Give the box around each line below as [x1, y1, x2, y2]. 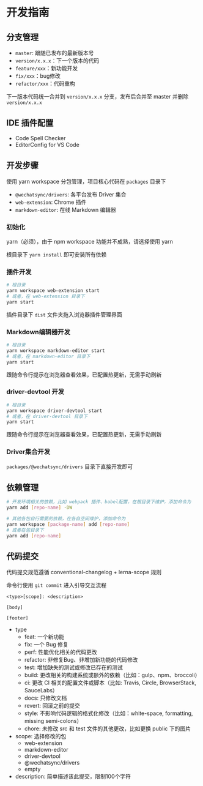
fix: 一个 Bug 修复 [24, 641, 68, 648]
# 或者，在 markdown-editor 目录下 [6, 353, 90, 359]
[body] [6, 604, 23, 611]
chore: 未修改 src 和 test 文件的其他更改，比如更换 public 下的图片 [24, 725, 191, 732]
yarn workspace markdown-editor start [6, 347, 105, 354]
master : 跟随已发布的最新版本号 [15, 50, 94, 56]
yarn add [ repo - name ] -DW [6, 504, 72, 511]
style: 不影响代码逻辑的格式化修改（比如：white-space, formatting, [24, 709, 193, 717]
